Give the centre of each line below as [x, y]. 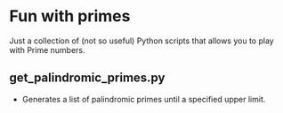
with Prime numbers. [47, 49]
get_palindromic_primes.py [87, 78]
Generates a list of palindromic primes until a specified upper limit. [144, 99]
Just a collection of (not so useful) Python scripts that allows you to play [141, 41]
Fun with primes [70, 16]
